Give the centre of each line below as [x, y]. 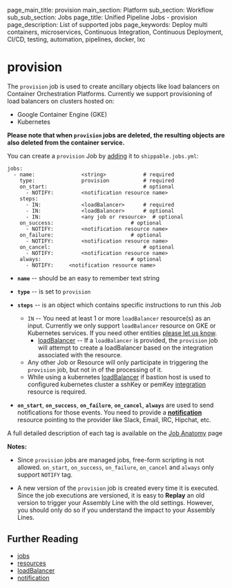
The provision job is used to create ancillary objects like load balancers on [113, 86]
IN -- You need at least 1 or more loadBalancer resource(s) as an [119, 318]
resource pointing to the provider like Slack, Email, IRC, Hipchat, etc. [114, 419]
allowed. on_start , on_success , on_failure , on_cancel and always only [115, 467]
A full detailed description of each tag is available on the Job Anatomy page [115, 433]
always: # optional [91, 259]
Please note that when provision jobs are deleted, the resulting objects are [116, 135]
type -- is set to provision [54, 291]
